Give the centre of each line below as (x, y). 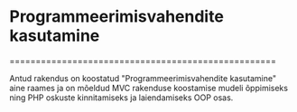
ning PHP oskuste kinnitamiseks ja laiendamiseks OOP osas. (121, 98)
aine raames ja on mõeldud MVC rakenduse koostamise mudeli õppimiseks (149, 88)
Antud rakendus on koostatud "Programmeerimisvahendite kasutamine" (143, 78)
